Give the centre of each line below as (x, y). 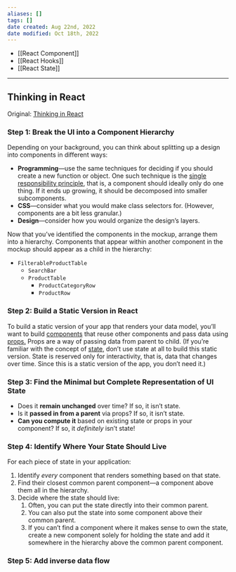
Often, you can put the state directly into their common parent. (118, 505)
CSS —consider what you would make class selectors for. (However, (116, 206)
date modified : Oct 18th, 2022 (53, 33)
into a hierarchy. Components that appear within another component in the (115, 242)
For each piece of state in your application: (69, 462)
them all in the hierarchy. (53, 490)
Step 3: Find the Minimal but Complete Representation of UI (111, 382)
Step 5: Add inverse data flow (59, 561)
